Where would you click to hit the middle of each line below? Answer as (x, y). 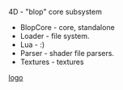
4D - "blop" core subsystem (55, 12)
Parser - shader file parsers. (67, 53)
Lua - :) (32, 45)
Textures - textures (52, 62)
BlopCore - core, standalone (67, 27)
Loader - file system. (55, 36)
